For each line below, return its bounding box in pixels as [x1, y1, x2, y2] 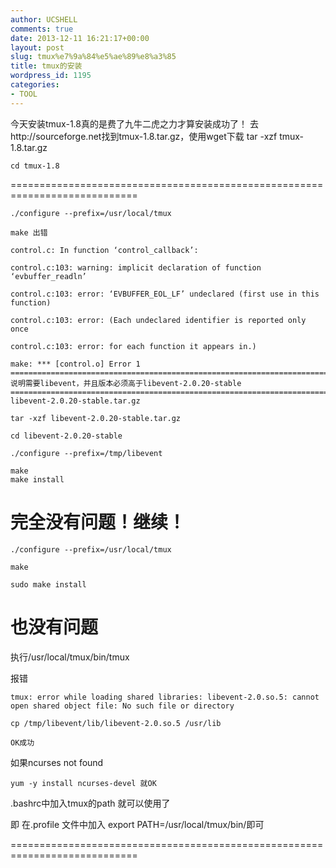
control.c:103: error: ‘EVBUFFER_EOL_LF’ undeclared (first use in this [10, 289, 320, 299]
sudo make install [10, 579, 87, 590]
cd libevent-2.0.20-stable [10, 431, 123, 441]
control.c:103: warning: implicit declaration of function [10, 262, 262, 273]
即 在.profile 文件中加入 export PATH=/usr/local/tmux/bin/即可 [10, 818, 265, 830]
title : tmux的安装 [10, 61, 83, 71]
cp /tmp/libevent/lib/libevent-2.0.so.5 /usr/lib [10, 718, 222, 728]
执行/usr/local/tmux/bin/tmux [10, 651, 130, 663]
